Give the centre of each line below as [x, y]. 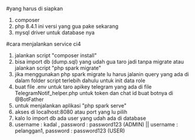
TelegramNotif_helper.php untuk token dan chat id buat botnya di [94, 93]
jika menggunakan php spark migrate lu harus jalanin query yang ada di [102, 74]
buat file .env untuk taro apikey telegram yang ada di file [83, 87]
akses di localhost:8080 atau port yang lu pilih [71, 112]
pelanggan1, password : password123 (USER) [70, 131]
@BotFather [29, 99]
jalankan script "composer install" [56, 55]
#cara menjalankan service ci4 [43, 44]
